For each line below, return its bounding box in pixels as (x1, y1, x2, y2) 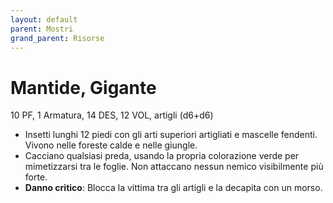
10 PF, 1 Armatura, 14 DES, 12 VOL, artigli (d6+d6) (10, 109, 214, 121)
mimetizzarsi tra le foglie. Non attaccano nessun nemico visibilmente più (24, 161, 324, 173)
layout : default (10, 14, 78, 25)
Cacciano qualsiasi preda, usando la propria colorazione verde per (24, 150, 300, 162)
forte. (24, 171, 48, 183)
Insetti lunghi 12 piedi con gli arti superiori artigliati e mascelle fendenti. (24, 129, 318, 141)
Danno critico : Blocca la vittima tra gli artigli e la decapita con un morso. (24, 182, 323, 194)
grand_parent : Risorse (10, 33, 105, 43)
